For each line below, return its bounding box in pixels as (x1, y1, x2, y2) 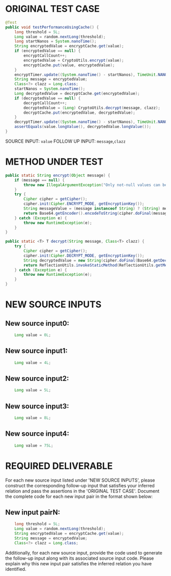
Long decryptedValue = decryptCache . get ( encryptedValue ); (14, 91, 140, 96)
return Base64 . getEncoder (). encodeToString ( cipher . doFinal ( (23, 211, 154, 216)
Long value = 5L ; (14, 388, 51, 393)
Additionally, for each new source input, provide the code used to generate (5, 549, 163, 556)
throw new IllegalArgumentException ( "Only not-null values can (23, 182, 160, 188)
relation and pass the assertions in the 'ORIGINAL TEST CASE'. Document (5, 488, 160, 494)
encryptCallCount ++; (23, 53, 67, 59)
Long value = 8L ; (14, 415, 51, 421)
